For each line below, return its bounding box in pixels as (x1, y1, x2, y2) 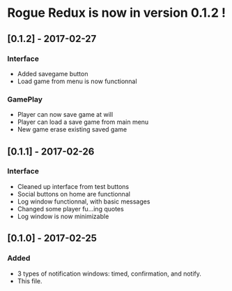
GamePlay (7, 94, 43, 104)
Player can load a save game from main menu (17, 118, 149, 127)
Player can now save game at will (17, 111, 114, 119)
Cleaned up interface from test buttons (17, 182, 130, 190)
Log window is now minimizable (17, 212, 109, 220)
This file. (17, 276, 42, 285)
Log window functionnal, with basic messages (17, 197, 150, 206)
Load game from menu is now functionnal (17, 77, 137, 85)
